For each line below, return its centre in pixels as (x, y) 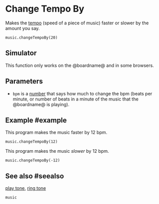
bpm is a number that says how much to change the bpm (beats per (82, 93)
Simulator (21, 53)
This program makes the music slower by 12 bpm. (57, 151)
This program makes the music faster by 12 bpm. (56, 132)
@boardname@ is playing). (41, 104)
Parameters (24, 81)
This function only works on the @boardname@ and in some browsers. (80, 65)
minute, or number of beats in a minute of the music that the (75, 99)
